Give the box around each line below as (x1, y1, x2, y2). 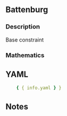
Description (5, 23, 40, 31)
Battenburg (5, 5, 49, 15)
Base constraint (5, 36, 44, 43)
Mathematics (5, 51, 45, 59)
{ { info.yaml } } (16, 85, 62, 91)
